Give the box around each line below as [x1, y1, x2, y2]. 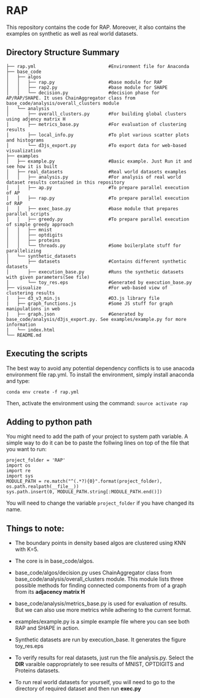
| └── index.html [6, 326, 55, 333]
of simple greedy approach [6, 221, 74, 228]
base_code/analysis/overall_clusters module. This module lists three [14, 576, 184, 583]
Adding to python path [6, 417, 92, 427]
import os [6, 463, 31, 469]
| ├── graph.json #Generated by [6, 311, 144, 317]
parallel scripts [6, 211, 50, 217]
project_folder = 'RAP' [6, 457, 66, 464]
